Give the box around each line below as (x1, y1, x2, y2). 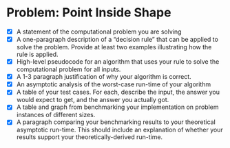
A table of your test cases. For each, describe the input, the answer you (16, 88, 220, 97)
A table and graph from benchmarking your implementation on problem (16, 103, 219, 111)
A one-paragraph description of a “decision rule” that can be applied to (16, 36, 218, 43)
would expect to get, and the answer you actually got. (16, 96, 169, 104)
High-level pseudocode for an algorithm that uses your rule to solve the (16, 58, 220, 66)
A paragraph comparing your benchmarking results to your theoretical (16, 118, 216, 126)
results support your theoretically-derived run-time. (16, 133, 163, 141)
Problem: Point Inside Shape (6, 5, 171, 21)
